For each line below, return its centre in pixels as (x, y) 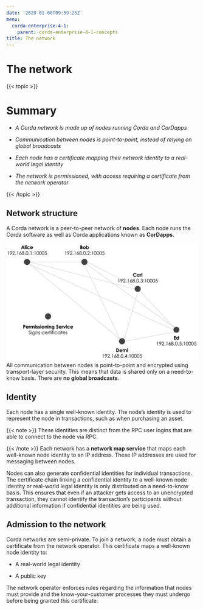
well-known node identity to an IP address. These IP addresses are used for (101, 455)
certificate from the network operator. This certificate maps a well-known (98, 545)
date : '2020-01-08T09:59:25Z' (45, 13)
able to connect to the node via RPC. (52, 436)
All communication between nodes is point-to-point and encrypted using (97, 365)
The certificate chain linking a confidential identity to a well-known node (97, 479)
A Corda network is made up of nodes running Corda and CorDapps (101, 128)
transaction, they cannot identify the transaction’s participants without (94, 499)
